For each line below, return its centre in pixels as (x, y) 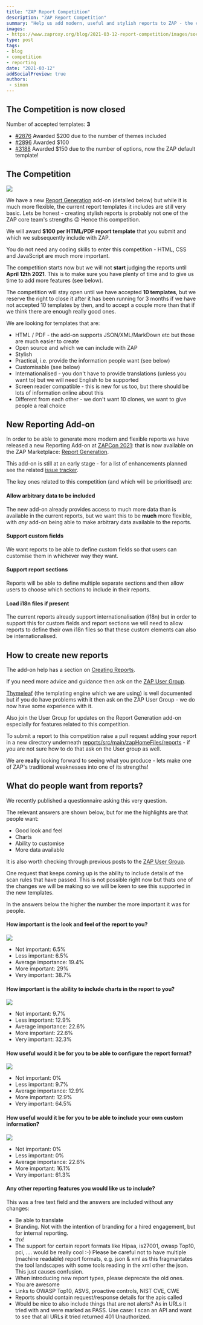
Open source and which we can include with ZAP (76, 347)
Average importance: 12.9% (50, 1091)
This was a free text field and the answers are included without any (90, 1202)
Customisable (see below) (47, 367)
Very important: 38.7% (43, 975)
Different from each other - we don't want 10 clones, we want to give (101, 399)
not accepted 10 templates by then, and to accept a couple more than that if (101, 305)
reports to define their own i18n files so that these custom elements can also (101, 630)
